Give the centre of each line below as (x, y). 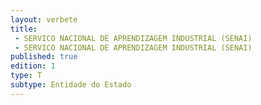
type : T (26, 76)
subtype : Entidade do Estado (71, 85)
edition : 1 (33, 66)
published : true (44, 57)
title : (24, 29)
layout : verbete (44, 19)
